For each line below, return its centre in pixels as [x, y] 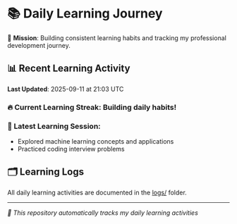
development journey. [39, 45]
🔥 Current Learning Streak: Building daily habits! [92, 107]
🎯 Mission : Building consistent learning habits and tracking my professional [117, 38]
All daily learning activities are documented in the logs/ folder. [97, 192]
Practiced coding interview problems [71, 149]
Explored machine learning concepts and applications [96, 141]
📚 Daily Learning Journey [85, 14]
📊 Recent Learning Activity [69, 69]
